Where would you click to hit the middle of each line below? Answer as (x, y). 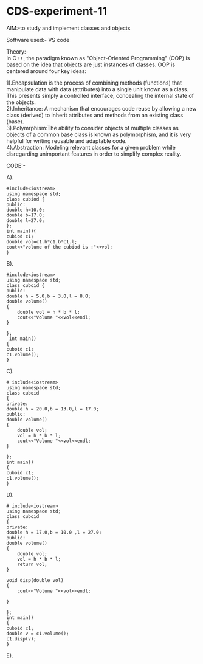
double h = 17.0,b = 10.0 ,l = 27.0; (54, 532)
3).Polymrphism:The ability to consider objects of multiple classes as (93, 128)
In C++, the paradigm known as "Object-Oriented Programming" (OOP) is (98, 58)
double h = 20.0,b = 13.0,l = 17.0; (53, 409)
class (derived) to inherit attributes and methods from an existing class (95, 115)
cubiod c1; (20, 236)
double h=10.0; (26, 210)
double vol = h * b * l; (49, 312)
